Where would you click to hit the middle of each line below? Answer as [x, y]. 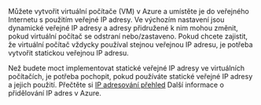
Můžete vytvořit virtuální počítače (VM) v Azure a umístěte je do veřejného [129, 11]
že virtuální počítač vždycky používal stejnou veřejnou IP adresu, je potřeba [130, 45]
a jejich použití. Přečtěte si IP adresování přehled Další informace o [116, 85]
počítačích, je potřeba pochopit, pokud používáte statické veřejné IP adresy [130, 76]
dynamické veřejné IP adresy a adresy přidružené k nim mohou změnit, [123, 28]
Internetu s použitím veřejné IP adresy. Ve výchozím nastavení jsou [116, 20]
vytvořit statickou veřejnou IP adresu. [69, 53]
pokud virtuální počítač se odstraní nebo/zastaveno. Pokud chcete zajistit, [128, 36]
